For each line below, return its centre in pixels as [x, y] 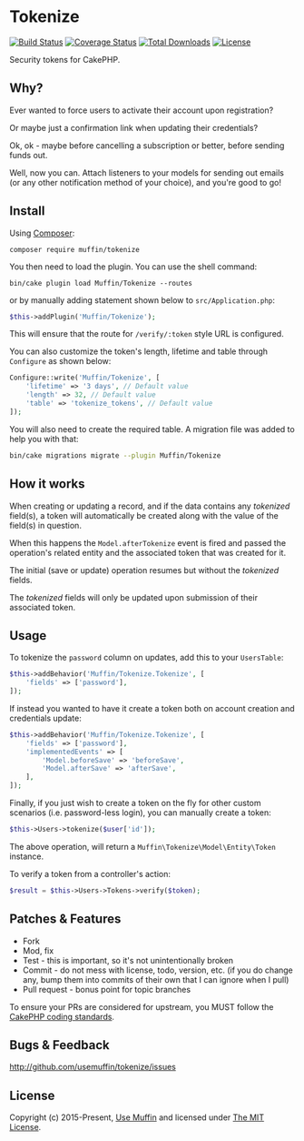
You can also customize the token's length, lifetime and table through [139, 351]
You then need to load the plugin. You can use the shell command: [133, 267]
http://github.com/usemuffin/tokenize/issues [93, 1067]
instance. [27, 856]
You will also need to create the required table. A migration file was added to [152, 429]
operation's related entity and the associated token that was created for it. [148, 552]
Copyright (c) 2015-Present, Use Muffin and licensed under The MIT [137, 1117]
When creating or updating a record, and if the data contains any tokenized [150, 506]
